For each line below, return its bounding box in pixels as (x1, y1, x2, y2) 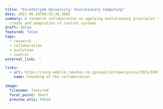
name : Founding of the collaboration (14, 75, 90, 79)
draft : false (5, 25, 32, 30)
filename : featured (9, 88, 49, 93)
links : (5, 65, 18, 70)
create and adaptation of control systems (9, 20, 97, 26)
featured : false (5, 30, 38, 34)
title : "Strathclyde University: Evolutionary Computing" (5, 7, 125, 12)
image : (5, 83, 18, 88)
